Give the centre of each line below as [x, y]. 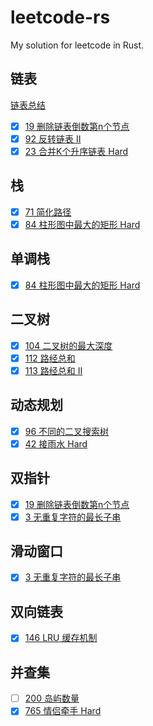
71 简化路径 [48, 212]
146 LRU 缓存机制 [61, 638]
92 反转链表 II [53, 138]
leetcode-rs [60, 17]
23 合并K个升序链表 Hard [76, 151]
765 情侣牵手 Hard [63, 711]
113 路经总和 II [53, 370]
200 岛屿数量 [52, 698]
